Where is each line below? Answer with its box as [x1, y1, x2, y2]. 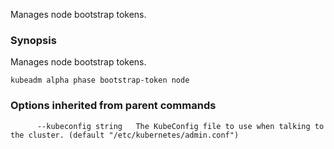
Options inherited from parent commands [10, 99, 217, 113]
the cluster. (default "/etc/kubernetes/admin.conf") [10, 130, 240, 140]
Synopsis [10, 33, 57, 47]
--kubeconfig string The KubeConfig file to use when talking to [36, 121, 325, 131]
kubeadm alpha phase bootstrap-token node [10, 75, 190, 86]
